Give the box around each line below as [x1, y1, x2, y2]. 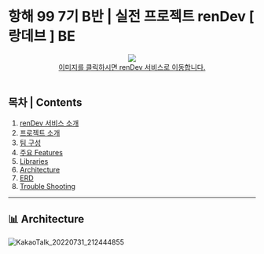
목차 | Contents [8, 96, 82, 110]
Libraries [19, 156, 49, 165]
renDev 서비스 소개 [19, 118, 79, 128]
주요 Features [19, 147, 63, 157]
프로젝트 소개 [19, 128, 60, 137]
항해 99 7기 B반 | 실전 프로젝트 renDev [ [8, 8, 255, 26]
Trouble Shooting [19, 181, 76, 190]
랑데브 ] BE [8, 27, 76, 45]
